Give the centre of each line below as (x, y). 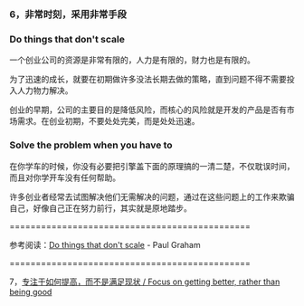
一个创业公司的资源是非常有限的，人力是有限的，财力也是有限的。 (132, 60)
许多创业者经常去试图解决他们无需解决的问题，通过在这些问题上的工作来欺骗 (152, 196)
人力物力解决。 (45, 91)
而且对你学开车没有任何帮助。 (65, 177)
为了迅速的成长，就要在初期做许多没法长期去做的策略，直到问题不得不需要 (148, 80)
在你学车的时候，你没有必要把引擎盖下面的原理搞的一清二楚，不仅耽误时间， (152, 166)
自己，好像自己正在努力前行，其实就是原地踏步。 (100, 208)
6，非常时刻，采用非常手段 (68, 14)
